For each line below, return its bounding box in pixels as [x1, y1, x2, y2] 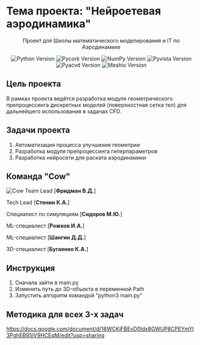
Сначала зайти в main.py [14, 279, 79, 287]
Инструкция [6, 263, 55, 273]
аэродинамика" [6, 17, 92, 31]
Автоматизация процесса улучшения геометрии [14, 141, 140, 148]
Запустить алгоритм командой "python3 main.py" [14, 292, 143, 299]
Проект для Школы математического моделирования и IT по [22, 37, 180, 44]
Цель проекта [6, 79, 61, 89]
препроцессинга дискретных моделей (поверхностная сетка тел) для [6, 101, 187, 108]
